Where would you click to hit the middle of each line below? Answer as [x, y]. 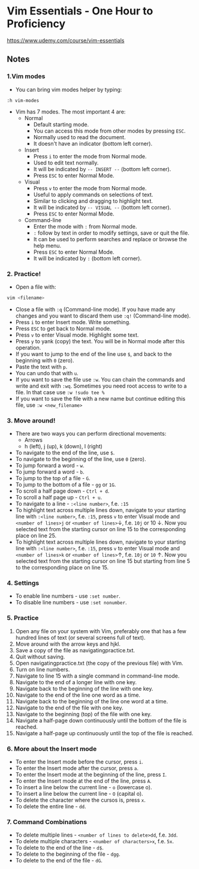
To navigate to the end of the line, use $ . [65, 453]
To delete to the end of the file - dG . [59, 861]
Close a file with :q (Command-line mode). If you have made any [95, 309]
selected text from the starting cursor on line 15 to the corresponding [101, 529]
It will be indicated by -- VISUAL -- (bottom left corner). [102, 207]
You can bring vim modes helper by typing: [69, 89]
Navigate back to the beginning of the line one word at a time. [92, 701]
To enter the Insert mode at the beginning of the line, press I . [91, 774]
